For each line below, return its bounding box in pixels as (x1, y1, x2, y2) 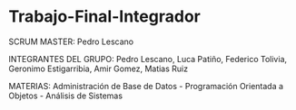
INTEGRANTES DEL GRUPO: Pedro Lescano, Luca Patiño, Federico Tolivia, (8, 53, 288, 64)
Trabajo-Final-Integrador (8, 6, 201, 27)
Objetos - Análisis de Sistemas (8, 90, 123, 101)
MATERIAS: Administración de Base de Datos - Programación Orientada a (8, 80, 283, 91)
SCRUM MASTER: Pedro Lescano (8, 36, 133, 47)
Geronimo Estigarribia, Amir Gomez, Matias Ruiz (8, 63, 188, 74)
